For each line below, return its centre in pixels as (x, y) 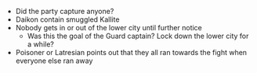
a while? (41, 44)
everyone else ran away (54, 61)
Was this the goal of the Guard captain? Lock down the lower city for (138, 36)
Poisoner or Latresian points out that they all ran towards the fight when (131, 52)
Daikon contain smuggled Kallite (67, 19)
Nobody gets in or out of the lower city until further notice (109, 28)
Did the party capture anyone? (65, 11)
